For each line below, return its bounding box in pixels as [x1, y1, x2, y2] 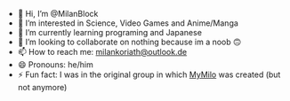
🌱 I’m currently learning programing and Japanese [17, 27, 203, 37]
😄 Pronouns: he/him [17, 59, 93, 70]
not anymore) [17, 82, 68, 92]
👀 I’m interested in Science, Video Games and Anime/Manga [17, 18, 238, 28]
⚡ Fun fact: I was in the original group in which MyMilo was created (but [17, 69, 281, 80]
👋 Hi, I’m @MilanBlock [17, 9, 99, 19]
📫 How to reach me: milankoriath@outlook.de [17, 47, 188, 57]
